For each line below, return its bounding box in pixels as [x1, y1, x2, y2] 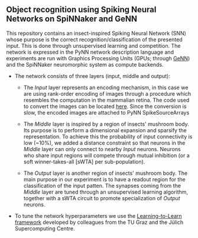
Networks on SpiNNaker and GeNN [6, 14, 138, 24]
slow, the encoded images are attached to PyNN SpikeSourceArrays [23, 109, 190, 116]
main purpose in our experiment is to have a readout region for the [23, 175, 186, 182]
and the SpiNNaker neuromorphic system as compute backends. [6, 61, 164, 68]
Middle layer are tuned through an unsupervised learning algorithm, [23, 188, 188, 195]
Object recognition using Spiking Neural [6, 5, 157, 15]
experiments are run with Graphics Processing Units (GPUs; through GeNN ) [6, 54, 190, 61]
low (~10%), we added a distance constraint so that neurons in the [23, 139, 186, 146]
